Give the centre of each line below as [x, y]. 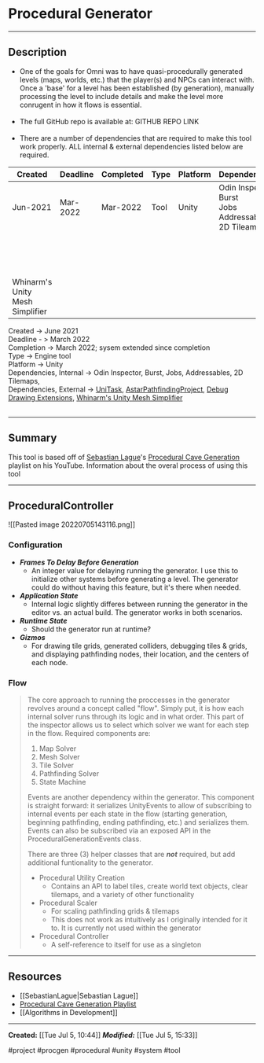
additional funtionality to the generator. [90, 863]
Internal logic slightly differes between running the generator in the [139, 604]
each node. [49, 662]
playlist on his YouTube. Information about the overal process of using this [128, 465]
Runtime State [43, 620]
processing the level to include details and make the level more [121, 96]
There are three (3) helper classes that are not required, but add [131, 854]
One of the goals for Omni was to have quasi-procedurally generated [131, 71]
